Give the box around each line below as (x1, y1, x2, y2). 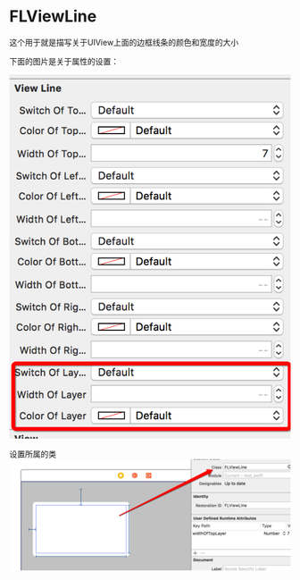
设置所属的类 (9, 449, 56, 459)
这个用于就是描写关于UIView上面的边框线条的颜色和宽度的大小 (9, 37, 239, 47)
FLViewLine (9, 6, 97, 27)
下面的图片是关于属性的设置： (9, 55, 119, 66)
